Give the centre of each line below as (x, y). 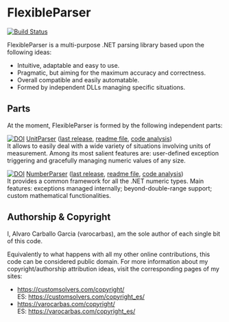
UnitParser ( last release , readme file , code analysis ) (99, 138)
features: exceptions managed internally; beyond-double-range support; (110, 188)
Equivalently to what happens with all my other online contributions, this (109, 254)
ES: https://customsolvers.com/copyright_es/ (81, 297)
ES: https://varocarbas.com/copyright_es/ (76, 311)
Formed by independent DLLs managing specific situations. (101, 87)
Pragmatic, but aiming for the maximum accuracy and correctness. (111, 73)
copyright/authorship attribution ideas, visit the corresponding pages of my (113, 269)
